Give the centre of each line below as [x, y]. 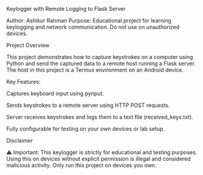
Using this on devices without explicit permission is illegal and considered [99, 159]
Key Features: [23, 82]
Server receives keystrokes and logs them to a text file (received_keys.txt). [100, 117]
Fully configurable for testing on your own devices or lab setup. [86, 129]
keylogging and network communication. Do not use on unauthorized [93, 27]
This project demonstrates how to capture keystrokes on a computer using [100, 57]
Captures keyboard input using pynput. [55, 93]
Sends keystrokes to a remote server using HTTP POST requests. [88, 105]
